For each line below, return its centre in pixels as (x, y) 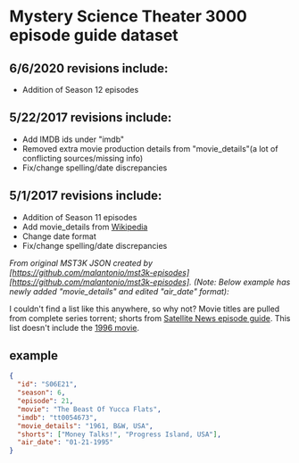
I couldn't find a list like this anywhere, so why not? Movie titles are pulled (145, 309)
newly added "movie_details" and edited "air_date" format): (119, 291)
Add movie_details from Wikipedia (85, 227)
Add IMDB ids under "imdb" (73, 139)
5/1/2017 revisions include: (86, 196)
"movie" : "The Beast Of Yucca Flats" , (90, 409)
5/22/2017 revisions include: (91, 118)
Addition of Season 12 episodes (80, 90)
